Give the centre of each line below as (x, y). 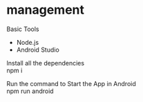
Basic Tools (23, 29)
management (45, 10)
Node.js (28, 42)
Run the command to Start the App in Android (71, 83)
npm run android (30, 91)
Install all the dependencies (45, 63)
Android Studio (38, 50)
